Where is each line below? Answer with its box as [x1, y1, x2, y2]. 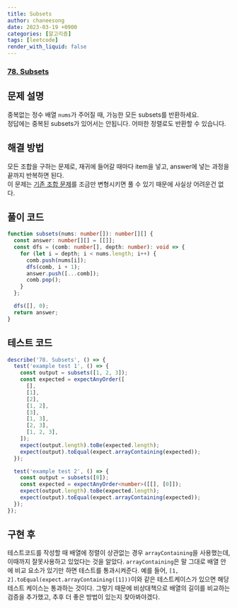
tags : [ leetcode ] [7, 37, 59, 44]
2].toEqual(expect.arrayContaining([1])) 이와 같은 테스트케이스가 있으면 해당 [7, 575, 230, 584]
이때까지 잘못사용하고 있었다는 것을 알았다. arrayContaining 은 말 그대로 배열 [7, 557, 219, 566]
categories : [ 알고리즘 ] [7, 30, 72, 38]
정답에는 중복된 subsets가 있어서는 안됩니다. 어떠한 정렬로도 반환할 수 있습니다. [7, 119, 226, 127]
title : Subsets [7, 10, 52, 18]
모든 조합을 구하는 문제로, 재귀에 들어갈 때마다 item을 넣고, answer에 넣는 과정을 [7, 162, 230, 171]
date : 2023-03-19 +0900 [7, 23, 78, 30]
